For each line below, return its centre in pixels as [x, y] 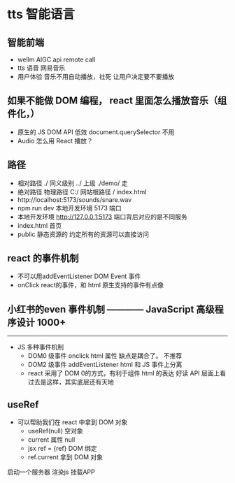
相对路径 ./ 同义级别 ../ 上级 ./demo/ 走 [72, 183]
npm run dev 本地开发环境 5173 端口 [70, 208]
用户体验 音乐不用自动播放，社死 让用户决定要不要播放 [96, 77]
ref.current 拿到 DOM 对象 [65, 457]
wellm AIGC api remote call [56, 59]
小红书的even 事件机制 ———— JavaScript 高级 [111, 309]
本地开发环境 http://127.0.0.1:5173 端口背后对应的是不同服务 [102, 217]
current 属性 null [51, 440]
